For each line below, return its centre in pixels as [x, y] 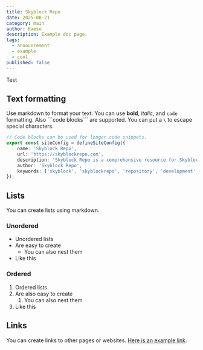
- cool [20, 57]
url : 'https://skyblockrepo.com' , [60, 154]
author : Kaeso [24, 29]
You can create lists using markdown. [53, 210]
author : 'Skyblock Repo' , [50, 165]
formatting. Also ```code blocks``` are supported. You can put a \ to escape [99, 120]
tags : [13, 40]
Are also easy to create [44, 294]
